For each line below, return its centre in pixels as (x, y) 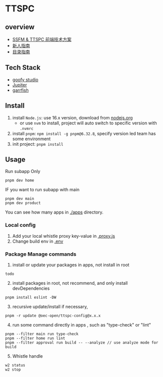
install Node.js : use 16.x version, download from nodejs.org (72, 117)
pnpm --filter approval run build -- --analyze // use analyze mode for (82, 343)
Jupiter (20, 85)
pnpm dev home (20, 181)
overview (20, 27)
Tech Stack (23, 68)
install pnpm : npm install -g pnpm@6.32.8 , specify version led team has (84, 133)
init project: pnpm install (38, 144)
